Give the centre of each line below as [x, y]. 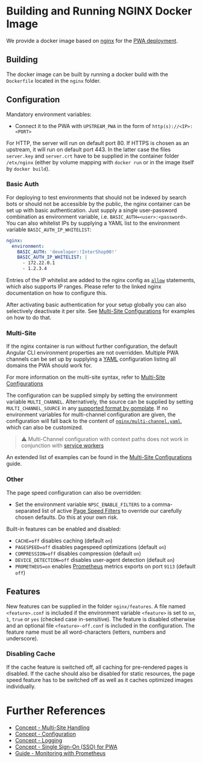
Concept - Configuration [46, 734]
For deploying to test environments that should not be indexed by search [96, 197]
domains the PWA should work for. [49, 365]
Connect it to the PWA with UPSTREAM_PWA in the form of [83, 126]
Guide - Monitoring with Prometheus [60, 753]
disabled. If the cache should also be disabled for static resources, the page [101, 673]
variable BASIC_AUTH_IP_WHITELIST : [49, 229]
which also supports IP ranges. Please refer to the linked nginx [84, 287]
